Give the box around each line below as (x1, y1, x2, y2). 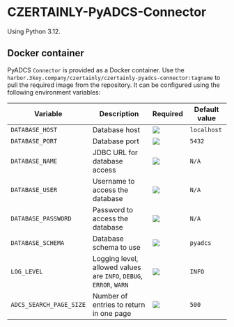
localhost (189, 126, 223, 134)
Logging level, (92, 253, 139, 263)
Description (99, 109, 139, 118)
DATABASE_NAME (10, 157, 58, 165)
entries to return (92, 300, 146, 310)
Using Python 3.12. (7, 27, 61, 35)
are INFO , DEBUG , (92, 271, 143, 280)
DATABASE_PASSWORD (10, 214, 72, 223)
